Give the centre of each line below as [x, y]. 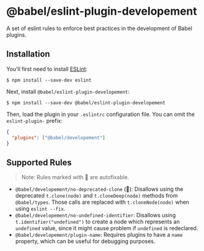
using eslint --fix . [40, 209]
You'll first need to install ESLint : [47, 69]
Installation [28, 54]
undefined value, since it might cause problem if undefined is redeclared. [107, 228]
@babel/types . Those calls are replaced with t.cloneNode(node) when [102, 202]
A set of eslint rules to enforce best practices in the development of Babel [100, 28]
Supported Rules [39, 162]
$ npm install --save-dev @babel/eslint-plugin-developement [86, 102]
